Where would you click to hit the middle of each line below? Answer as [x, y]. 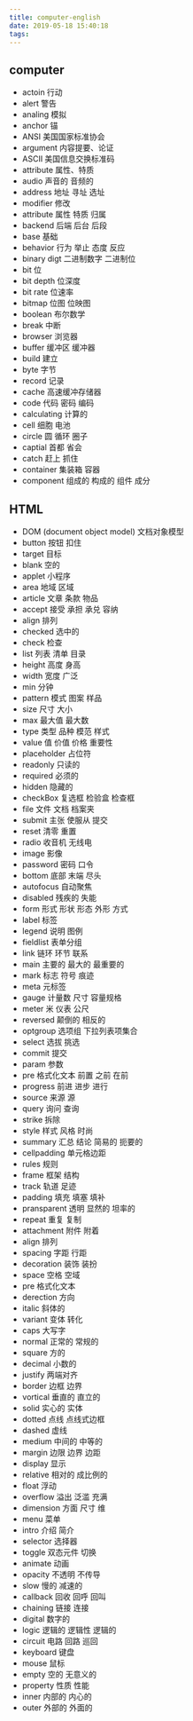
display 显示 [44, 1464]
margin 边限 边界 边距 [62, 1453]
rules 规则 [40, 1164]
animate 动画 [45, 1563]
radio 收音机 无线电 [57, 842]
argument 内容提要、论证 [68, 148]
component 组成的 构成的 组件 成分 [86, 481]
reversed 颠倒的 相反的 [64, 1020]
